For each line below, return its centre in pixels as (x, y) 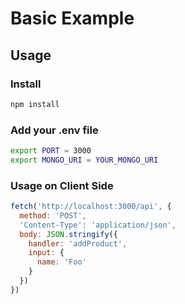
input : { (46, 253)
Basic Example (72, 18)
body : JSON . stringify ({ (68, 234)
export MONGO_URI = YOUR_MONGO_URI (84, 160)
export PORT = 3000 (51, 151)
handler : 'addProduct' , (78, 243)
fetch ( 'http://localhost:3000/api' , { (91, 207)
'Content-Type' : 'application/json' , (98, 225)
